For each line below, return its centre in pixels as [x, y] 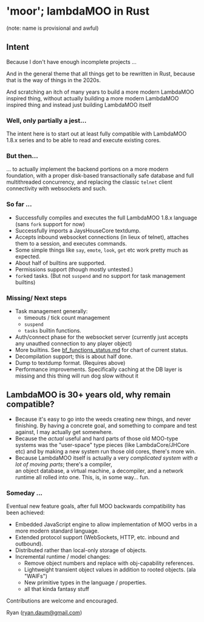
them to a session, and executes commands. [71, 243]
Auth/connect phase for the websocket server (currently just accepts [101, 337]
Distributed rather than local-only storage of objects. [81, 550]
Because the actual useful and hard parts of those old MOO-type [97, 438]
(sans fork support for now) [50, 224]
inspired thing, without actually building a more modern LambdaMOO [93, 98]
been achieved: [25, 513]
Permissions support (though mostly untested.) [74, 269]
